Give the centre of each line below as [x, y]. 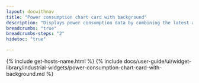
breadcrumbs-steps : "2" [36, 34]
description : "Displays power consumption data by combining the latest [98, 23]
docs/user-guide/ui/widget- [157, 61]
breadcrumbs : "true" [32, 28]
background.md [25, 74]
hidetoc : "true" [26, 39]
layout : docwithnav [30, 12]
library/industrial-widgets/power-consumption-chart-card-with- [84, 68]
